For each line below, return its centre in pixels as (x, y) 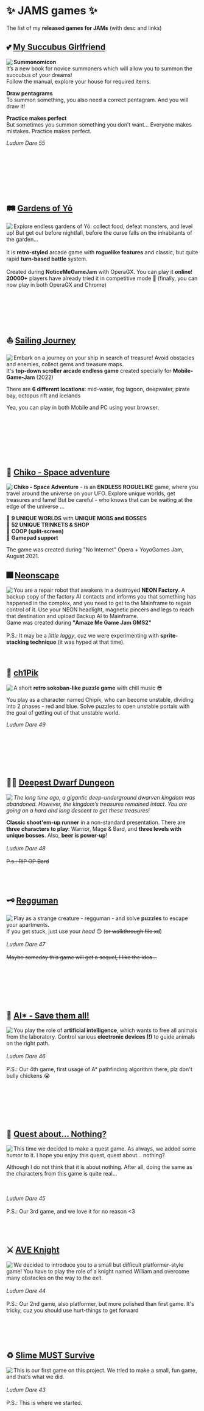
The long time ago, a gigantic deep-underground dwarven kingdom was (104, 797)
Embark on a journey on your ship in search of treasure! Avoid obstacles (104, 358)
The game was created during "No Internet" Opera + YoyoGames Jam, (95, 550)
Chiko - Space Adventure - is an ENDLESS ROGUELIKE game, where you (106, 487)
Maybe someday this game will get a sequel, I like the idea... (82, 957)
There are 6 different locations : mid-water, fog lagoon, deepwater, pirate (98, 389)
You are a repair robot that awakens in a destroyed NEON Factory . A (100, 590)
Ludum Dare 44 (26, 1291)
